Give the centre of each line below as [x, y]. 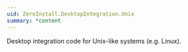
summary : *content [34, 21]
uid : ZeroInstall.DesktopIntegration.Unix [70, 14]
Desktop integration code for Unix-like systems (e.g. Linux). [94, 41]
